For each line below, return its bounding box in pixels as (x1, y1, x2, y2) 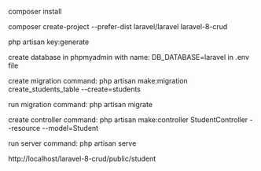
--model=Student (42, 124, 99, 132)
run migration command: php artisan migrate (8, 100, 153, 109)
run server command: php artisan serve (8, 139, 137, 148)
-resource (8, 124, 41, 132)
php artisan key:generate (8, 37, 90, 46)
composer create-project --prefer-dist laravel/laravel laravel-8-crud (8, 22, 228, 31)
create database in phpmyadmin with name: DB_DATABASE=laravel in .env (8, 53, 250, 61)
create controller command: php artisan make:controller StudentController (8, 115, 248, 125)
